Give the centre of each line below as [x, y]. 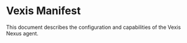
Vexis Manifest [43, 11]
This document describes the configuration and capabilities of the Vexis [93, 27]
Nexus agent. [22, 33]
